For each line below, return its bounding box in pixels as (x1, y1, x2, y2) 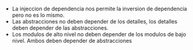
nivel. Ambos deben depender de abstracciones (11, 37, 132, 44)
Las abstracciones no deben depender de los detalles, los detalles (11, 18, 177, 25)
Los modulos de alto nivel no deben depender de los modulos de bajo (11, 31, 186, 38)
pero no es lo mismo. (11, 11, 65, 19)
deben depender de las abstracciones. (11, 24, 109, 31)
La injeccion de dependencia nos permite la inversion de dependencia (11, 5, 188, 12)
